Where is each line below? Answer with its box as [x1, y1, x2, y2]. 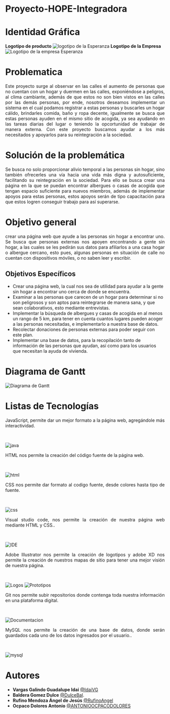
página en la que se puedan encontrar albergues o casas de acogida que [5, 182, 165, 189]
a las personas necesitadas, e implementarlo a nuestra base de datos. [12, 321, 159, 327]
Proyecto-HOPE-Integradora [5, 3, 127, 15]
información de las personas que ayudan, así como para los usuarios [12, 343, 156, 349]
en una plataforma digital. [5, 597, 59, 603]
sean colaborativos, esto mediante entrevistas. [12, 304, 110, 311]
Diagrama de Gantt [5, 365, 86, 377]
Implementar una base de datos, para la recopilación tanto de [12, 337, 141, 343]
